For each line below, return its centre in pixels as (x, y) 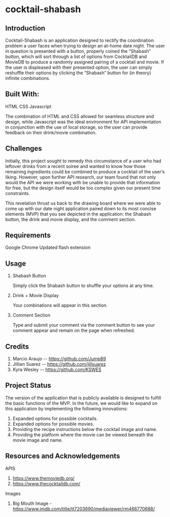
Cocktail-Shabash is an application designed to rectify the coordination (79, 40)
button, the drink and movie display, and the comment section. (71, 219)
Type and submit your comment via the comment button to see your (84, 325)
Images (13, 493)
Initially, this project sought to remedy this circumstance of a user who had (83, 161)
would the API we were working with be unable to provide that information (83, 182)
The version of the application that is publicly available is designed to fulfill (83, 397)
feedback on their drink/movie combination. (51, 132)
